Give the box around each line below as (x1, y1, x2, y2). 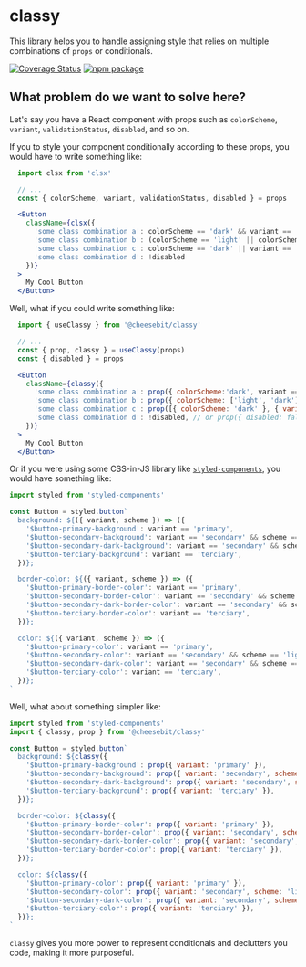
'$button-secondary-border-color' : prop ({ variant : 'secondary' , (25, 828, 280, 837)
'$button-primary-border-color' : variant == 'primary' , (25, 583, 243, 593)
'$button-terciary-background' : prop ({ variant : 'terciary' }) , (25, 786, 275, 795)
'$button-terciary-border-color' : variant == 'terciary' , (25, 608, 250, 617)
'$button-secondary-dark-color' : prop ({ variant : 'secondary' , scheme (25, 896, 300, 905)
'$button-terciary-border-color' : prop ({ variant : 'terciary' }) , (25, 846, 283, 855)
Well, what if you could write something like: (9, 303, 175, 314)
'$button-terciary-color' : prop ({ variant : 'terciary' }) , (25, 904, 255, 913)
